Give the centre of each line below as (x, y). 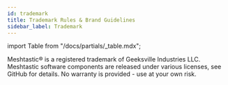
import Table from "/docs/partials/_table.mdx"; (74, 46)
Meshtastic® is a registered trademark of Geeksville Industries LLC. (104, 59)
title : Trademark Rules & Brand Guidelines (71, 20)
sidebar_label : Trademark (45, 26)
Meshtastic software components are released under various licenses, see (114, 67)
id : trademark (28, 13)
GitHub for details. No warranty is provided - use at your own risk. (102, 74)
